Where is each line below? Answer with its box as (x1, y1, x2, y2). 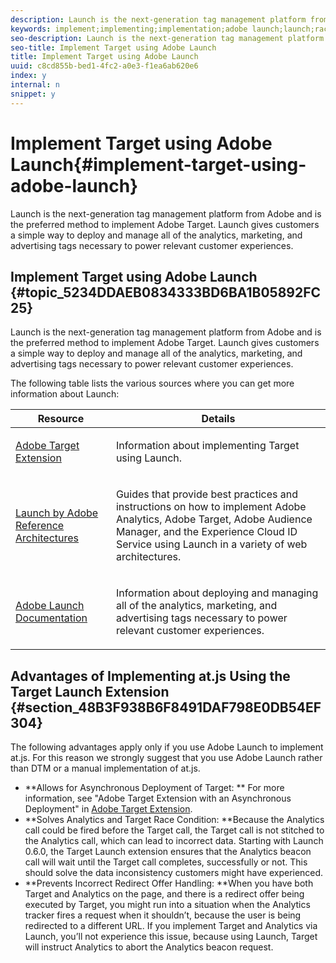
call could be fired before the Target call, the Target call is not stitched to (24, 824, 325, 836)
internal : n (10, 80, 60, 90)
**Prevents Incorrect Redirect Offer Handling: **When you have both (24, 877, 314, 890)
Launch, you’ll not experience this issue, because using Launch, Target (24, 931, 318, 943)
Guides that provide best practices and (115, 487, 298, 501)
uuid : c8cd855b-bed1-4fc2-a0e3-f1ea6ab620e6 (10, 61, 199, 71)
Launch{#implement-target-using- (10, 153, 307, 176)
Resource (37, 412, 85, 426)
